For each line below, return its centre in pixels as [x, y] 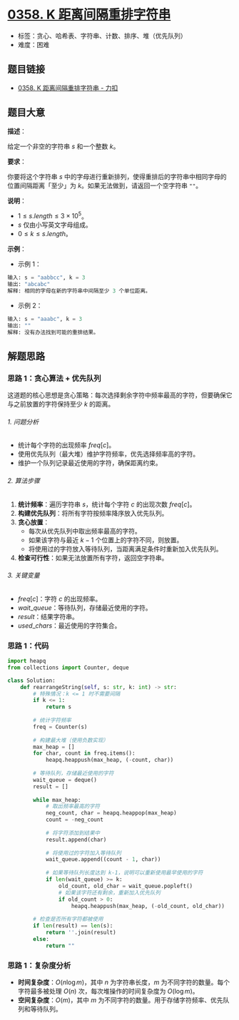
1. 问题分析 [23, 422]
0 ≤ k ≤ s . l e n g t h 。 [45, 234]
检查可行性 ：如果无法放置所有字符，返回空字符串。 [93, 558]
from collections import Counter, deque [68, 668]
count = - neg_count [74, 820]
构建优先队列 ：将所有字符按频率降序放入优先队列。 [93, 513]
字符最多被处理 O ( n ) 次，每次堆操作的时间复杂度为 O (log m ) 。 [108, 991]
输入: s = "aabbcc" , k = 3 [46, 278]
